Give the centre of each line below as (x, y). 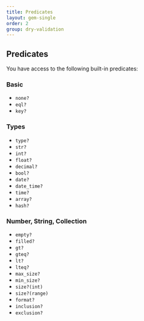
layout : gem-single (31, 18)
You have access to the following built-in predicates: (72, 69)
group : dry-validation (35, 29)
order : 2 (17, 23)
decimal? (26, 167)
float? (23, 160)
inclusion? (29, 306)
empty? (23, 235)
